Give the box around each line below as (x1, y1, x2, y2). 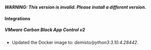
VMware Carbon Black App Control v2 (4, 27, 85, 33)
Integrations (4, 15, 31, 21)
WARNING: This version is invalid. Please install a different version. (4, 4, 147, 10)
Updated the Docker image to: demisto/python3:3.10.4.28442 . (11, 39, 139, 45)
